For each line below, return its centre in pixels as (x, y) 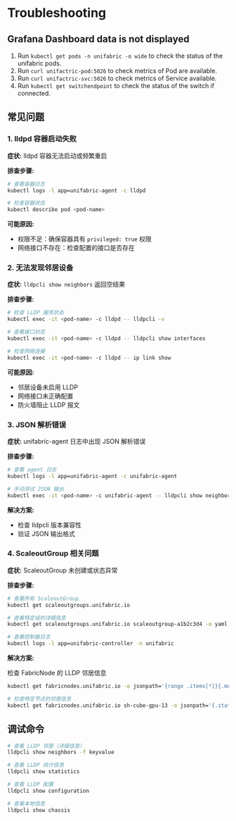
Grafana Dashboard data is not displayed (98, 39)
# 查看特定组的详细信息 (37, 618)
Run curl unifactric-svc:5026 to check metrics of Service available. (117, 78)
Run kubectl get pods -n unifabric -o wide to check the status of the (120, 56)
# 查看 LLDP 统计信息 (36, 765)
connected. (34, 93)
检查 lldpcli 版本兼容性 (50, 525)
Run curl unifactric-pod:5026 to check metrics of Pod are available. (117, 71)
